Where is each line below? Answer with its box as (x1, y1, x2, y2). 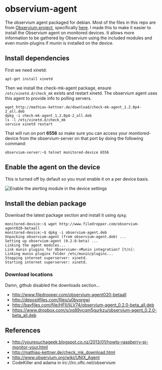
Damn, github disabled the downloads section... (5, 282, 100, 288)
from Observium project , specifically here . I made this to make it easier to (5, 24, 151, 30)
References (5, 326, 41, 335)
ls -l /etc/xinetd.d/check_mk (5, 118, 66, 122)
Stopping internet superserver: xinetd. (5, 256, 88, 261)
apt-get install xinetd (5, 76, 53, 81)
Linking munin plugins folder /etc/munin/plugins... (5, 252, 114, 256)
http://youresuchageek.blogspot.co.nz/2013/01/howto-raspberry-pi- (12, 339, 148, 345)
